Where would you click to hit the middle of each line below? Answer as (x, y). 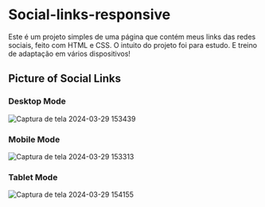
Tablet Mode (33, 177)
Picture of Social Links (65, 78)
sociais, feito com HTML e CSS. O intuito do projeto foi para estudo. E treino (132, 45)
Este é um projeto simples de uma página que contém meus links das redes (132, 37)
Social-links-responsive (90, 15)
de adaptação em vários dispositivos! (70, 53)
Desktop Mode (37, 101)
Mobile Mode (34, 139)
